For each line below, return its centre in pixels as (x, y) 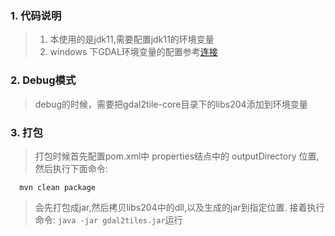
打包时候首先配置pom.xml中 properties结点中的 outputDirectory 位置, (177, 156)
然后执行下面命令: (71, 168)
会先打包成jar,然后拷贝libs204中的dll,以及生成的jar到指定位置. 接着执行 (179, 207)
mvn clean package (58, 187)
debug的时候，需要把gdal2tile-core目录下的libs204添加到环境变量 (171, 104)
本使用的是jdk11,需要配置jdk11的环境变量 (132, 39)
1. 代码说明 (36, 15)
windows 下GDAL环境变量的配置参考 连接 (133, 52)
